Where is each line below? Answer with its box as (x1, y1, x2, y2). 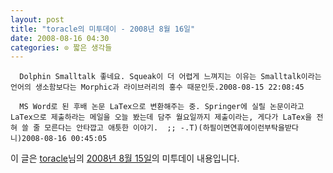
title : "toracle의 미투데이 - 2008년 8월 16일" (10, 24, 196, 34)
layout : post (10, 14, 65, 25)
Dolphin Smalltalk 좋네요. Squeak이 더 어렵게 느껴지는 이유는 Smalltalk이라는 (19, 72, 322, 82)
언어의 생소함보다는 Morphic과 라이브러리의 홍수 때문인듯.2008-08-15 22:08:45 (10, 82, 305, 93)
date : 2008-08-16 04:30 (10, 33, 110, 43)
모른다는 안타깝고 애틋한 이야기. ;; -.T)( (44, 123, 203, 133)
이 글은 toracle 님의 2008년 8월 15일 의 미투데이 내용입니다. (10, 152, 240, 165)
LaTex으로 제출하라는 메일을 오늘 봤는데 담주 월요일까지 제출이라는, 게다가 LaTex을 (10, 112, 313, 123)
